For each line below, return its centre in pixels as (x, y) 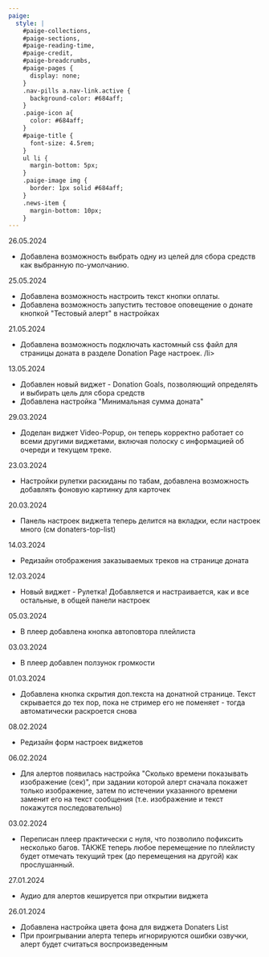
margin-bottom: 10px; (66, 210)
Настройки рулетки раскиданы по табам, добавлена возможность (134, 481)
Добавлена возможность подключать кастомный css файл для (129, 345)
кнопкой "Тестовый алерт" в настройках (90, 313)
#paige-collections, (57, 31)
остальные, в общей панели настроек (85, 600)
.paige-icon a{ (48, 114)
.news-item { (45, 203)
